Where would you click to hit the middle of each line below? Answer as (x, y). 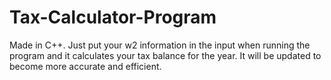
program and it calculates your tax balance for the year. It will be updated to (165, 55)
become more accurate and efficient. (85, 66)
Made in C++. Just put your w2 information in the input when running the (160, 45)
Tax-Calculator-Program (113, 17)
